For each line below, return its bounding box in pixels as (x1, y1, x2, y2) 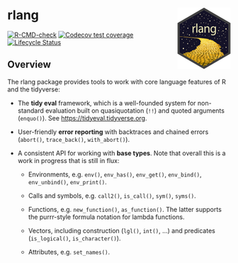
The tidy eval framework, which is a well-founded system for (17, 99, 196, 107)
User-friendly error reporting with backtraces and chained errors (17, 128, 209, 136)
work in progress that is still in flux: (17, 156, 120, 164)
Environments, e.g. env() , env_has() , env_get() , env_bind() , (28, 170, 202, 179)
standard (17, 106, 45, 115)
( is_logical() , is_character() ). (28, 234, 121, 242)
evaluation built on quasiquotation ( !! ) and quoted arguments (45, 106, 225, 115)
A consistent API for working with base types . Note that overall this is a (17, 149, 226, 157)
